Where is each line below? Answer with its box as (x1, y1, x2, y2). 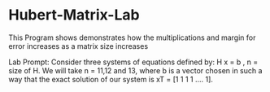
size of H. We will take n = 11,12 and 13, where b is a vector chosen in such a (8, 65, 263, 75)
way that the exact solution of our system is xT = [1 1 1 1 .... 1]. (8, 74, 214, 84)
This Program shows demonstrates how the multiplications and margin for (8, 33, 256, 42)
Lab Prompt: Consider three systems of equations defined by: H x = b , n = (8, 57, 259, 67)
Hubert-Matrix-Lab (8, 6, 140, 24)
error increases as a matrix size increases (8, 41, 149, 50)
